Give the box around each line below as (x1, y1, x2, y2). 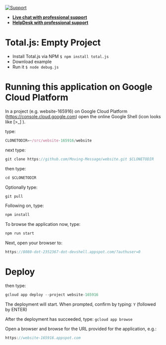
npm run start (5, 231, 35, 236)
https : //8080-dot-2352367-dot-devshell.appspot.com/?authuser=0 (5, 250, 141, 255)
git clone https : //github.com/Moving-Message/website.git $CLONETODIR (5, 156, 154, 161)
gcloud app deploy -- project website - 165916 (5, 292, 99, 297)
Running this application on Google (5, 81, 153, 93)
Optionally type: (5, 184, 38, 190)
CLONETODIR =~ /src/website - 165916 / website (5, 138, 92, 143)
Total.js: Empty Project (5, 37, 101, 48)
